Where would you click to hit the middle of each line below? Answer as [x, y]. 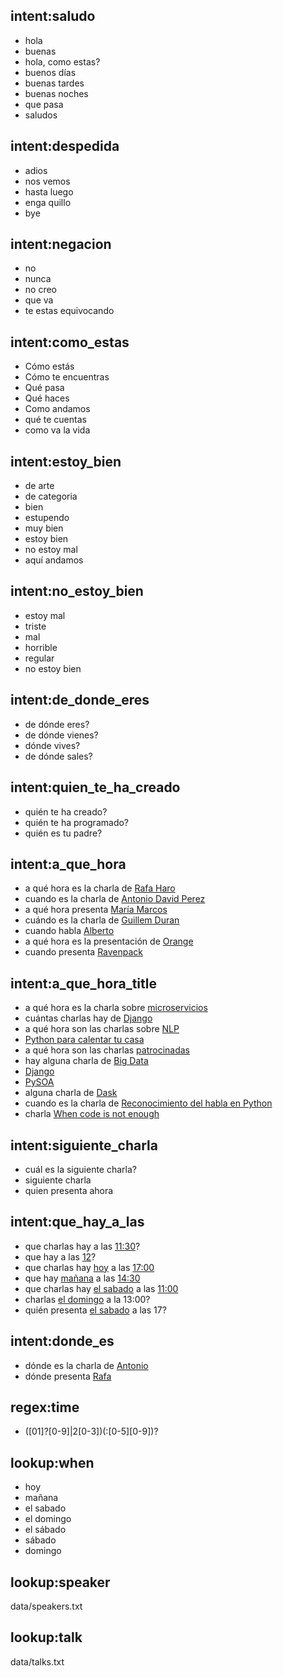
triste [35, 626]
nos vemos [47, 181]
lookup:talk [46, 1637]
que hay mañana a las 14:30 [82, 1278]
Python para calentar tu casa [84, 1040]
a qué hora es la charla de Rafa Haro [100, 888]
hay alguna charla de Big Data [86, 1061]
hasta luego [49, 191]
